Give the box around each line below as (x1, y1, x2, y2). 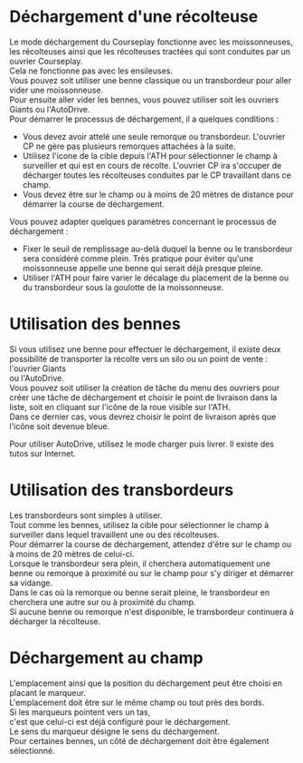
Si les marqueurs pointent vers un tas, (9, 706, 151, 718)
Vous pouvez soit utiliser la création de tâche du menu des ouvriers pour (9, 382, 280, 393)
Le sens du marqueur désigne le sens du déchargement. (9, 726, 220, 737)
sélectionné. (9, 745, 56, 756)
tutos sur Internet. (9, 447, 77, 459)
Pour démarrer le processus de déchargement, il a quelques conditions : (9, 113, 279, 124)
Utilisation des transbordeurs (9, 480, 234, 501)
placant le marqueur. (9, 687, 86, 698)
